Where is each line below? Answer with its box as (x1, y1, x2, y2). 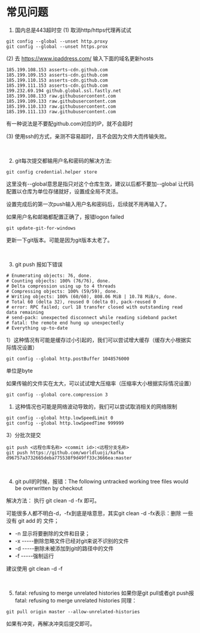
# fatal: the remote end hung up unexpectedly (6, 320, 124, 326)
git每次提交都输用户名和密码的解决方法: (14, 157, 112, 164)
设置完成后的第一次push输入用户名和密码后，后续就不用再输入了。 (6, 200, 170, 207)
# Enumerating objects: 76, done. (6, 272, 93, 278)
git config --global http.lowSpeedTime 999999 (6, 420, 124, 426)
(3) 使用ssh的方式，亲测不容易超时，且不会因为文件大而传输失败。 (6, 132, 170, 140)
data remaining (6, 309, 44, 315)
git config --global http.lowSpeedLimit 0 (6, 414, 113, 421)
